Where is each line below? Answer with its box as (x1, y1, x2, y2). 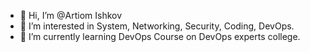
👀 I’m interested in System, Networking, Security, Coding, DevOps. (19, 20, 295, 32)
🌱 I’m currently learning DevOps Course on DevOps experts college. (19, 31, 301, 42)
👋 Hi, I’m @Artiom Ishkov (19, 10, 123, 21)
